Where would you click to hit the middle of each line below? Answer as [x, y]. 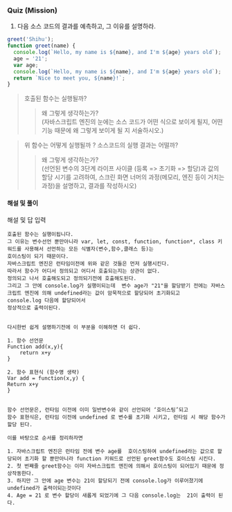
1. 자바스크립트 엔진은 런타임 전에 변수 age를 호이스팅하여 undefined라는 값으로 [111, 451]
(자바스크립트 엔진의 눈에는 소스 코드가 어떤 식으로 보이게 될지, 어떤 [132, 122]
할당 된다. [20, 424]
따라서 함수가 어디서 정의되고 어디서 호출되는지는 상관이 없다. [84, 271]
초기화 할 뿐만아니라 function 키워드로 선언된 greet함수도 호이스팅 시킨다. [120, 459]
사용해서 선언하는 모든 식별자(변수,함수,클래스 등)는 [89, 249]
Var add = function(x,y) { [46, 378]
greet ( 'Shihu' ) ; [30, 39]
